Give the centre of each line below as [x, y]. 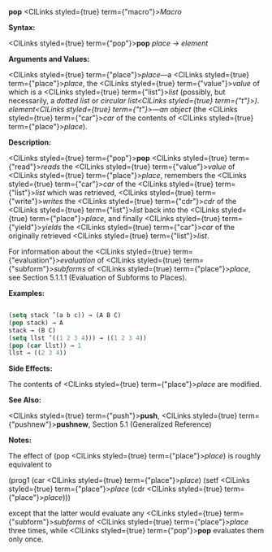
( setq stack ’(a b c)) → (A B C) [65, 315]
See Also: [25, 400]
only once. [26, 539]
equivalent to [30, 465]
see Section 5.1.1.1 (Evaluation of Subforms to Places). [98, 277]
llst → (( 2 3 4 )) [38, 353]
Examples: [26, 293]
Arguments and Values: [49, 59]
